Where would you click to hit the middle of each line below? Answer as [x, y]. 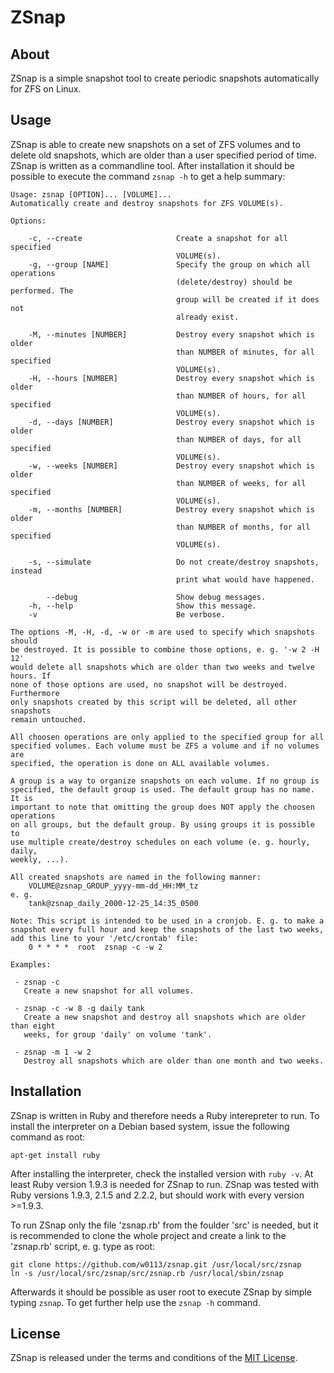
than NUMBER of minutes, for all [245, 352]
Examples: [31, 964]
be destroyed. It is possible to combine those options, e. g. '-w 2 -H [165, 649]
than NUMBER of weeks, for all [241, 483]
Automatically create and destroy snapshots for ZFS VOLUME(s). [147, 203]
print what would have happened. [245, 579]
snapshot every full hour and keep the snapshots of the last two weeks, [167, 929]
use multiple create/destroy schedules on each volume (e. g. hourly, [160, 842]
